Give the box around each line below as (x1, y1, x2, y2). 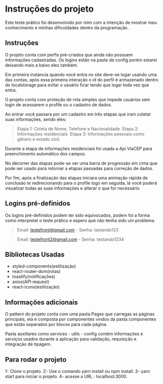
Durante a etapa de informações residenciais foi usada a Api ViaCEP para (5, 145, 152, 152)
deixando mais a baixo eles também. (5, 62, 78, 68)
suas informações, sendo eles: (5, 116, 67, 122)
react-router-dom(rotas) (12, 269, 61, 274)
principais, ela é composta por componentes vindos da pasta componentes (5, 316, 157, 322)
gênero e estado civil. (17, 136, 61, 142)
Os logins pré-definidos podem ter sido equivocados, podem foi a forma (5, 212, 150, 218)
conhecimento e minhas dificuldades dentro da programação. (5, 24, 129, 30)
